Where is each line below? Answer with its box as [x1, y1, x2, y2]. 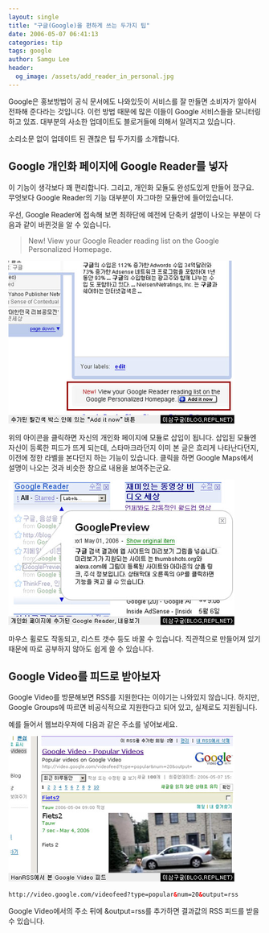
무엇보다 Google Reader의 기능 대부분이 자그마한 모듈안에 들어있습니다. [8, 192, 234, 202]
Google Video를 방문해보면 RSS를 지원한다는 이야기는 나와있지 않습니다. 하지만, [8, 692, 259, 702]
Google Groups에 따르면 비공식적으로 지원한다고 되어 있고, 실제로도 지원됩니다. [8, 703, 258, 712]
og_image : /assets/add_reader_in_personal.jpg [15, 72, 174, 81]
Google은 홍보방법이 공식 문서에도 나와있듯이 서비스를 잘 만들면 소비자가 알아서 [8, 97, 257, 106]
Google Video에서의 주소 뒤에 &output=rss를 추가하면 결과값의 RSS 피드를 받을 [8, 906, 259, 916]
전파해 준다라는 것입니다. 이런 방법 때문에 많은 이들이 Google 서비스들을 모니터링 [8, 106, 261, 116]
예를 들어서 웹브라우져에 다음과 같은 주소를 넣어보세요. [8, 720, 178, 729]
